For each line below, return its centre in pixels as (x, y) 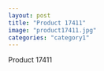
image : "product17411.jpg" (52, 30)
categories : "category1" (49, 37)
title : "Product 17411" (47, 23)
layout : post (30, 15)
